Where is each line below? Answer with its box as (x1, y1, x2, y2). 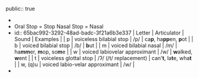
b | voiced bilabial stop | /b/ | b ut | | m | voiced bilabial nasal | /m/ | (14, 42, 178, 49)
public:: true (5, 5, 35, 12)
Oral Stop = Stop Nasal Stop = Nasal (14, 23, 104, 30)
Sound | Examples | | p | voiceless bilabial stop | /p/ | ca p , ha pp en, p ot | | (14, 36, 194, 42)
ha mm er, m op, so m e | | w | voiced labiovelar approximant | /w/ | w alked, (14, 48, 193, 55)
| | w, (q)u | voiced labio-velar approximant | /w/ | (14, 61, 135, 68)
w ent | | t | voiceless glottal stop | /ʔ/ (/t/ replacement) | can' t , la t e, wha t (14, 55, 192, 61)
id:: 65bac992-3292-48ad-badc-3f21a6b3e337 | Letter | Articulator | (14, 29, 184, 36)
